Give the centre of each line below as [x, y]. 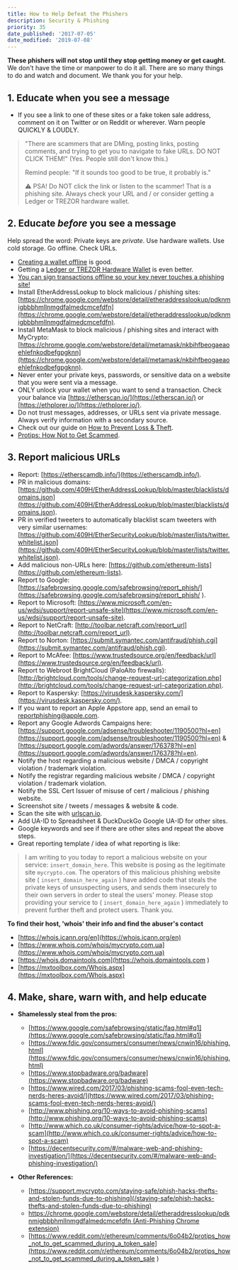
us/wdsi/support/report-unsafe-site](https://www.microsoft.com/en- [118, 609]
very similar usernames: [53, 527]
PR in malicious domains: [54, 482]
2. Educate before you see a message [92, 224]
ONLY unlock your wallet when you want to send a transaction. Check [119, 390]
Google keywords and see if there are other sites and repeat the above [121, 828]
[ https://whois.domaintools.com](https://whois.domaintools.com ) [114, 960]
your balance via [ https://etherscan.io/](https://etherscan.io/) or [110, 397]
